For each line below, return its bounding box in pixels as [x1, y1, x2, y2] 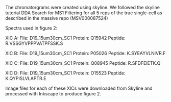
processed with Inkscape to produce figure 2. [5, 91, 101, 96]
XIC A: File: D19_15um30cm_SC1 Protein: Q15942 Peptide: [5, 35, 126, 41]
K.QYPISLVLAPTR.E [5, 75, 46, 81]
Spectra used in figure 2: [5, 25, 58, 31]
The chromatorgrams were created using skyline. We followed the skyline [5, 5, 160, 10]
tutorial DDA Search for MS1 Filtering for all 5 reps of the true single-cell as [5, 10, 162, 16]
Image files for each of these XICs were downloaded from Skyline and [5, 85, 153, 91]
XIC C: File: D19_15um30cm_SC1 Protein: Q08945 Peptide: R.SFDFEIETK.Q [5, 60, 161, 66]
